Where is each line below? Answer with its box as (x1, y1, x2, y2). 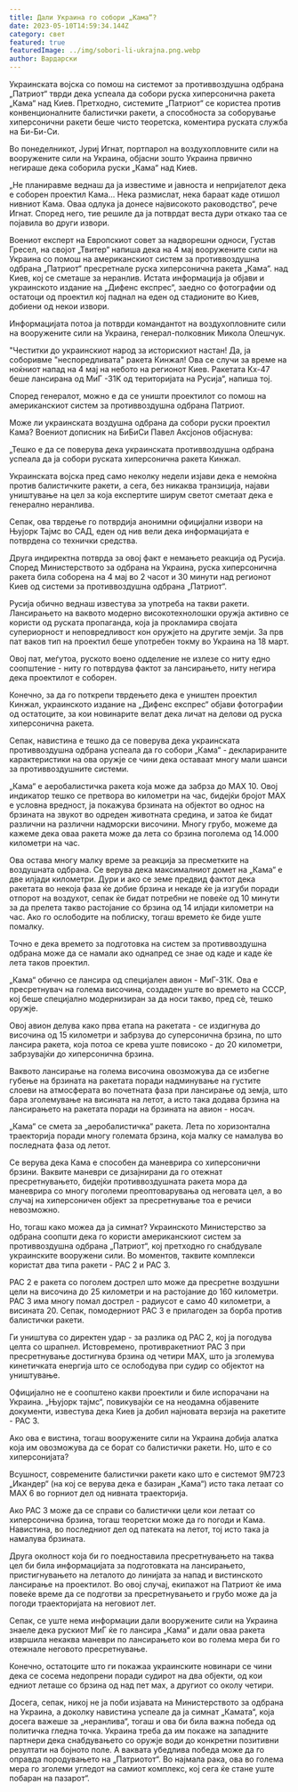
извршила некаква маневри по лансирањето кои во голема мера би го (9, 1634, 280, 1644)
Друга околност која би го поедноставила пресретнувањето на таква (9, 1551, 274, 1561)
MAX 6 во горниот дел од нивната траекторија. (9, 1488, 189, 1498)
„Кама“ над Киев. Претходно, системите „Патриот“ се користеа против (9, 98, 281, 108)
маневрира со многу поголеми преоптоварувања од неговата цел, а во (9, 1185, 283, 1196)
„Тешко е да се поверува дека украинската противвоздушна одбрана (9, 444, 275, 454)
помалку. (9, 921, 44, 932)
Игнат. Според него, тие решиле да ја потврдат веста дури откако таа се (9, 208, 287, 218)
